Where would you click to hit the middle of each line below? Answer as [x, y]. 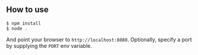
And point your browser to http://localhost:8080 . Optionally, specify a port [99, 39]
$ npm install [24, 23]
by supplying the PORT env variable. [49, 46]
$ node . [17, 28]
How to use [27, 10]
